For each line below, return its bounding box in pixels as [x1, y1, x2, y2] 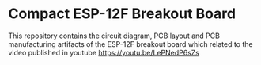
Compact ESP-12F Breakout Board [8, 5, 236, 23]
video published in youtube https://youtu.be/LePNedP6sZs [8, 48, 200, 57]
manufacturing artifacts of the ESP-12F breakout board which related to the [8, 39, 253, 48]
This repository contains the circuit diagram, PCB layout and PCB [8, 31, 220, 40]
